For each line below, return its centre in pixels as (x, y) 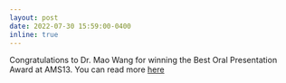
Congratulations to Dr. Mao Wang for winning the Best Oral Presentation (143, 60)
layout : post (34, 18)
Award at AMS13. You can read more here (87, 69)
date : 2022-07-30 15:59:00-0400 (70, 26)
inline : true (34, 34)
